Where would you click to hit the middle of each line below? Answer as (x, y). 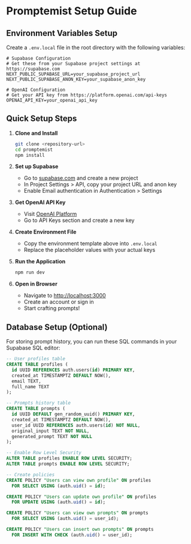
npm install (30, 155)
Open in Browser (36, 284)
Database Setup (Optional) (57, 327)
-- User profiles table (36, 359)
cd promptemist (34, 150)
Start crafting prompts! (52, 308)
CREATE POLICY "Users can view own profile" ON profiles (79, 480)
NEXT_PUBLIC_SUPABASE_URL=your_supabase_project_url (73, 74)
